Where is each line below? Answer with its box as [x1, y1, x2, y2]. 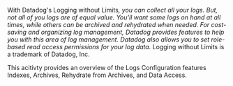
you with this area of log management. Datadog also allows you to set [7, 35, 210, 44]
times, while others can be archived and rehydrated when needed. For [7, 21, 210, 28]
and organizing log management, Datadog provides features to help [27, 28, 225, 36]
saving [7, 28, 27, 36]
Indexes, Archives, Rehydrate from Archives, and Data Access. [7, 71, 187, 79]
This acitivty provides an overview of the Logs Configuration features [7, 64, 207, 71]
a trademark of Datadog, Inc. [7, 50, 91, 58]
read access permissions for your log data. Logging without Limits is [27, 43, 225, 51]
